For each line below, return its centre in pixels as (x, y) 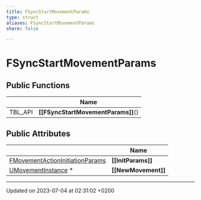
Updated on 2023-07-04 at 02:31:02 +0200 (60, 191)
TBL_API (21, 113)
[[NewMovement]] (138, 170)
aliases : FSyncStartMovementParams (51, 23)
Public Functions (38, 85)
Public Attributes (38, 133)
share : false (22, 28)
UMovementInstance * (41, 170)
